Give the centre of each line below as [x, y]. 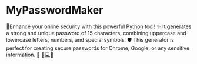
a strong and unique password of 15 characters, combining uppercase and [96, 33]
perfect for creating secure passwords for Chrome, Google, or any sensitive [98, 48]
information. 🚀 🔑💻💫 [30, 55]
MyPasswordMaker [55, 10]
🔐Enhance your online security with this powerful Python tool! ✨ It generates [99, 26]
